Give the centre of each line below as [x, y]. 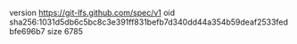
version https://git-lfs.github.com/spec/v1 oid [92, 13]
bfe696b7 [28, 31]
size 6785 [65, 31]
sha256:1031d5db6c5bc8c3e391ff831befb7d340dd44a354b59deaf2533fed [148, 22]
